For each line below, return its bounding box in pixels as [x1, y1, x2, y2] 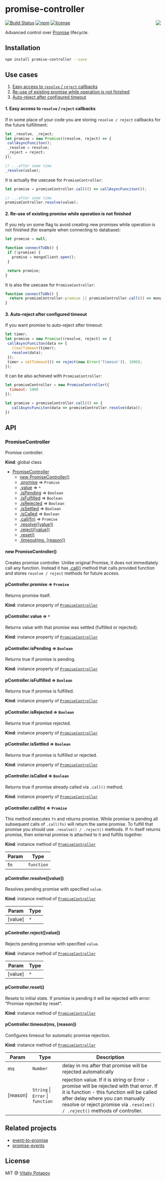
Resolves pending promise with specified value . [5, 886, 103, 892]
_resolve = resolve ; [7, 145, 50, 150]
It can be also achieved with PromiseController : [5, 373, 102, 379]
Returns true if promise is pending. [5, 656, 76, 662]
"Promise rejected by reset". [5, 1000, 63, 1006]
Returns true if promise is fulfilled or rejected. [5, 752, 97, 758]
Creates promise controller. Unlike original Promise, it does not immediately [5, 559, 158, 565]
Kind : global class [5, 459, 42, 465]
